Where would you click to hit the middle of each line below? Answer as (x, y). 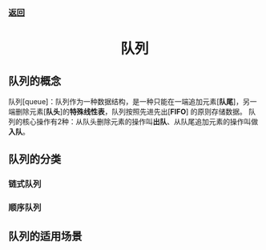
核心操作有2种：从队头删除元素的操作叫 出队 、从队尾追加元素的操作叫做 (140, 121)
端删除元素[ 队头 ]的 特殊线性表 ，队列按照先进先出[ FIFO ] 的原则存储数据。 (127, 111)
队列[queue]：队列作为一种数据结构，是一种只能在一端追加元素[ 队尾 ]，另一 (133, 101)
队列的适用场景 (45, 236)
